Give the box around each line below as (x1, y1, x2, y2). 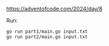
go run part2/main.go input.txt (6, 34, 88, 40)
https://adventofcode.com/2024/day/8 (6, 5, 103, 12)
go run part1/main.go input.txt (6, 28, 88, 34)
